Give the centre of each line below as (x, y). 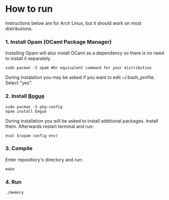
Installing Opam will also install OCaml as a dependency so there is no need (85, 53)
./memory (15, 193)
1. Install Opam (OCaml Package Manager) (58, 42)
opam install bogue (26, 111)
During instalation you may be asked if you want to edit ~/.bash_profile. (80, 77)
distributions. (19, 28)
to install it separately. (28, 58)
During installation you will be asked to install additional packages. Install (82, 121)
